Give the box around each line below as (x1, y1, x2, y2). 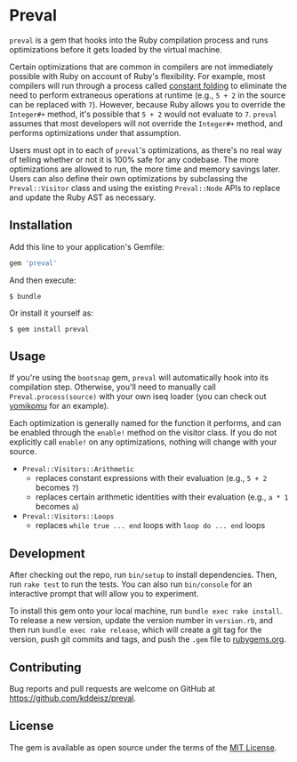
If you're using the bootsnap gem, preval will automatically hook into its (9, 373, 269, 383)
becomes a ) (35, 501, 79, 512)
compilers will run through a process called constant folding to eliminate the (9, 80, 287, 91)
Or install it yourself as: (9, 308, 93, 318)
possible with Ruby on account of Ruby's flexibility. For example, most (9, 70, 266, 81)
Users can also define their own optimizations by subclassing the (9, 172, 248, 183)
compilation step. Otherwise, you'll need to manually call (9, 381, 216, 392)
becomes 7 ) (35, 482, 79, 493)
